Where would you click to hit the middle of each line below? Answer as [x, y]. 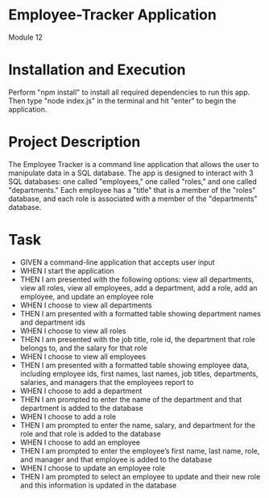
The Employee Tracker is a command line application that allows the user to [134, 164]
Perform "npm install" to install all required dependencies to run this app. [129, 92]
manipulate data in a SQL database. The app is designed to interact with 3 [131, 173]
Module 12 [25, 37]
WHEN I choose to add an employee [80, 442]
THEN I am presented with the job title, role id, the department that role [138, 339]
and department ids [53, 322]
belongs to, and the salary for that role [83, 348]
